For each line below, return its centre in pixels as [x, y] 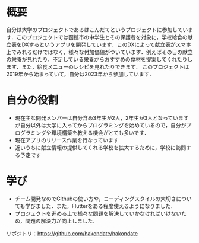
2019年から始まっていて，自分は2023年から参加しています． [80, 74]
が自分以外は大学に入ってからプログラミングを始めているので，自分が [100, 125]
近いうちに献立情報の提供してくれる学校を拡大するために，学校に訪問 [100, 147]
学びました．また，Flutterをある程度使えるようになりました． [101, 206]
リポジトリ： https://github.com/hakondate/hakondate [72, 233]
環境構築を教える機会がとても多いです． [100, 132]
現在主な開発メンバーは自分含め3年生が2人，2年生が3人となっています [102, 118]
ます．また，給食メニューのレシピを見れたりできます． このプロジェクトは [98, 66]
